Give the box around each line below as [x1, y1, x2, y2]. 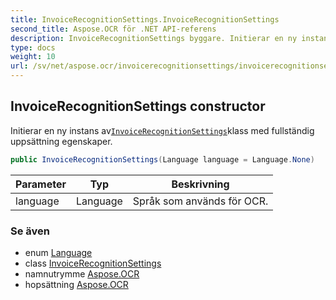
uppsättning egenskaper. [10, 135, 113, 147]
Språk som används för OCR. [132, 194, 269, 208]
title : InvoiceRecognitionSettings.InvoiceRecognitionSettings [10, 14, 280, 25]
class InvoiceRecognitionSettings [24, 257, 162, 269]
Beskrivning [171, 177, 230, 191]
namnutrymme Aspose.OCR [24, 267, 140, 280]
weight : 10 [10, 52, 56, 62]
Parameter [15, 177, 67, 191]
